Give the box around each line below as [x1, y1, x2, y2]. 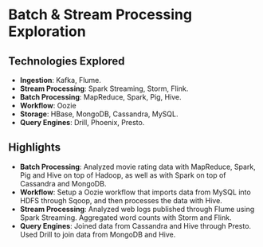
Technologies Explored [8, 54, 125, 68]
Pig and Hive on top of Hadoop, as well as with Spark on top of [19, 170, 226, 180]
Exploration [8, 22, 86, 41]
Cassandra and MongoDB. [19, 178, 107, 188]
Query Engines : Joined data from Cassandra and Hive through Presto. [19, 221, 252, 230]
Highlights [8, 141, 61, 155]
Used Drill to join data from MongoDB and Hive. [19, 229, 176, 239]
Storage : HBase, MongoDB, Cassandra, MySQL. [19, 109, 179, 119]
